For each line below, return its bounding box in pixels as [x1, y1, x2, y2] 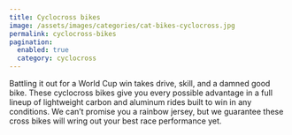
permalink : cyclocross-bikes [9, 29, 117, 38]
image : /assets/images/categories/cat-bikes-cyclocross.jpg [9, 21, 236, 30]
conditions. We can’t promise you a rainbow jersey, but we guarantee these [9, 107, 284, 116]
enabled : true [17, 46, 69, 55]
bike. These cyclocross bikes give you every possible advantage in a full [9, 87, 273, 98]
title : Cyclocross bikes [9, 12, 101, 22]
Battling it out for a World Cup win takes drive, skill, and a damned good [9, 79, 271, 88]
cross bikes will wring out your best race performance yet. [9, 116, 222, 126]
